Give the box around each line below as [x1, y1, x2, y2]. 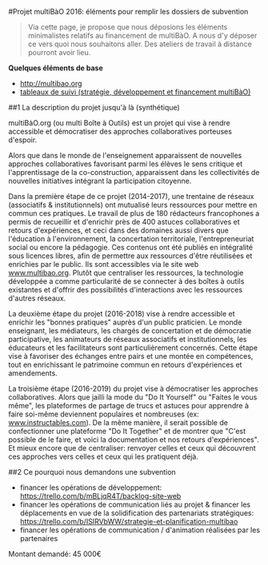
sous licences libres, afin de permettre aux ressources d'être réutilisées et [8, 251, 253, 261]
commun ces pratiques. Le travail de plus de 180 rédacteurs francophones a [8, 209, 260, 218]
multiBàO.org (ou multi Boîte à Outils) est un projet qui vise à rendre [8, 118, 230, 127]
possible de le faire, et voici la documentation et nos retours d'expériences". [8, 435, 259, 444]
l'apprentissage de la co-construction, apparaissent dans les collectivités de [8, 168, 260, 177]
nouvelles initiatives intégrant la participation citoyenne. [8, 176, 192, 185]
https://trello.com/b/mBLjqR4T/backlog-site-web [19, 491, 182, 500]
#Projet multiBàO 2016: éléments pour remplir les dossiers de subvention [8, 7, 249, 16]
